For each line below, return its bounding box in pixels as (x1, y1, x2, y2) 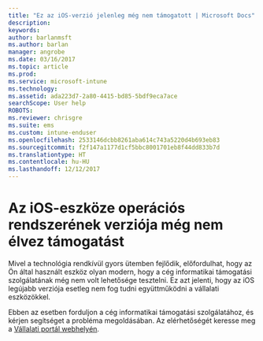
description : (8, 19, 51, 27)
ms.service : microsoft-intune (8, 77, 108, 85)
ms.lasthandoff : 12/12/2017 (8, 165, 101, 173)
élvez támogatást (8, 233, 124, 250)
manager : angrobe (8, 48, 65, 56)
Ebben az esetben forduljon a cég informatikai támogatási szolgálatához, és (8, 307, 254, 317)
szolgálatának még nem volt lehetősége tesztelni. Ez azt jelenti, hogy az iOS (8, 275, 254, 284)
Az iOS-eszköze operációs (8, 199, 186, 217)
